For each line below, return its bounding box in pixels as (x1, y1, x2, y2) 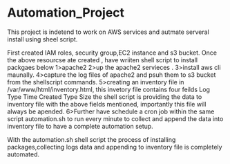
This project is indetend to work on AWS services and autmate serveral (7, 28, 209, 36)
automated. (7, 150, 40, 158)
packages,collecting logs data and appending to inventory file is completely (7, 143, 222, 151)
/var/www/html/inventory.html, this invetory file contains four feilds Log (7, 85, 211, 93)
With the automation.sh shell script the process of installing (7, 135, 176, 143)
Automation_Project (7, 5, 125, 21)
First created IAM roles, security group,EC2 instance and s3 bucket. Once (7, 48, 218, 57)
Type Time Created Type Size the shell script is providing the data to (7, 92, 202, 101)
